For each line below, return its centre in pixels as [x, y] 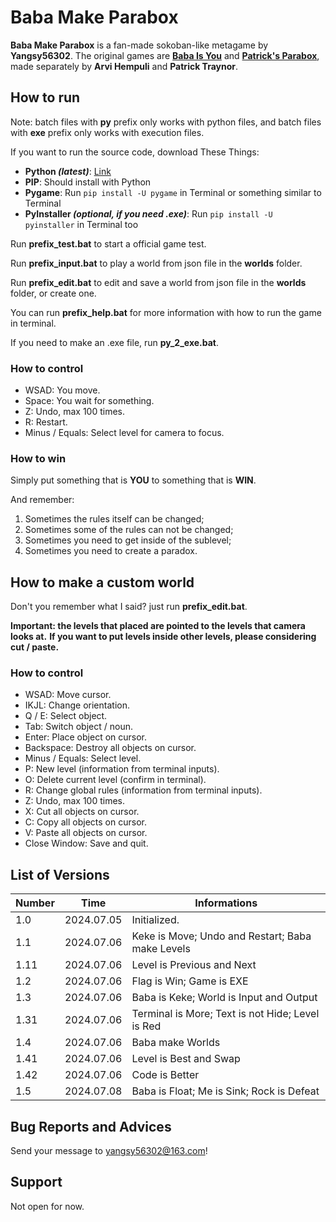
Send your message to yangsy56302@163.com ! [109, 1151]
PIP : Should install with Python [88, 182]
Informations [226, 903]
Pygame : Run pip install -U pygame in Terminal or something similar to [173, 192]
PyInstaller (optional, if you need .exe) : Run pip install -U [148, 213]
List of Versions [60, 874]
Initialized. [155, 920]
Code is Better [165, 1075]
